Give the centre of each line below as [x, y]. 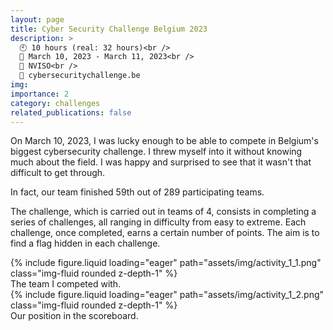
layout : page [37, 19]
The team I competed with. [66, 284]
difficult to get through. [58, 173]
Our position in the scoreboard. [74, 316]
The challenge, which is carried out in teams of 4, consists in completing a [163, 212]
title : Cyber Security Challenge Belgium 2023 [109, 29]
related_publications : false [71, 112]
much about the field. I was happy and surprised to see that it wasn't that [161, 162]
